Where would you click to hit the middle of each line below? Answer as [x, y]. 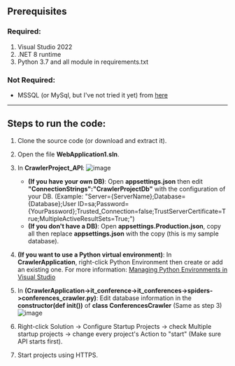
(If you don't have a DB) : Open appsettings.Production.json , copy [124, 226]
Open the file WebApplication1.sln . [68, 154]
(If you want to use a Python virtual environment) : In [94, 255]
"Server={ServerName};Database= [135, 196]
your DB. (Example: [56, 196]
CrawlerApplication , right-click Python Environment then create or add [120, 262]
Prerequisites [37, 12]
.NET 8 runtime [39, 54]
